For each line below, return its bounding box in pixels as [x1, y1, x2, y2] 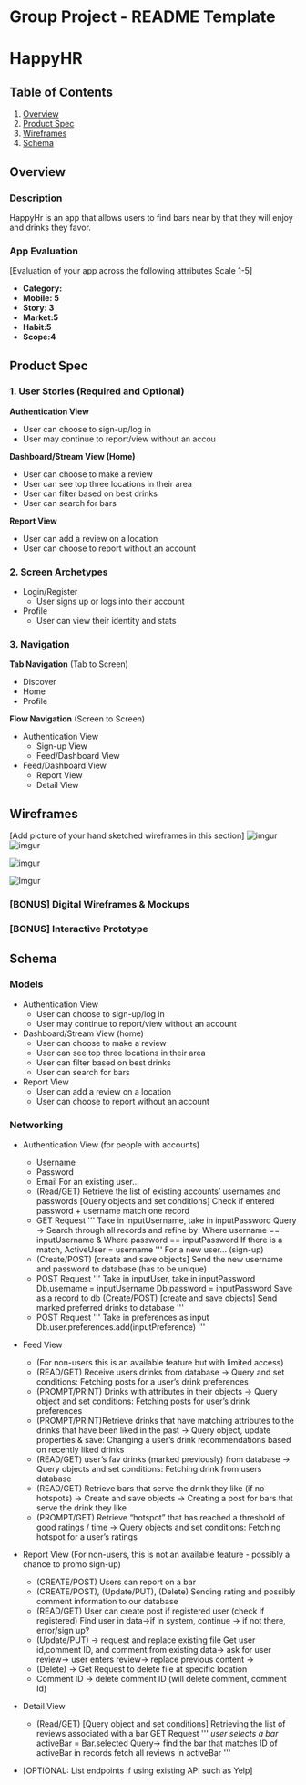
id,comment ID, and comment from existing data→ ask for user [36, 1645, 271, 1655]
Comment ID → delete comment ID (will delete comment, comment [36, 1674, 287, 1685]
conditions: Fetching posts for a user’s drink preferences [36, 1376, 249, 1387]
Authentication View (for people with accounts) [22, 1139, 200, 1150]
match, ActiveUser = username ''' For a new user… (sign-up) [36, 1244, 264, 1255]
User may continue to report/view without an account [36, 1018, 237, 1029]
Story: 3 [22, 303, 55, 314]
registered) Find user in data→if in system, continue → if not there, [36, 1615, 287, 1626]
